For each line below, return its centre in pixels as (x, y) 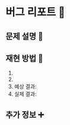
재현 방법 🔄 (25, 58)
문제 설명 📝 (25, 36)
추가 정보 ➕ (25, 115)
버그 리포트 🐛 (36, 12)
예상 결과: (25, 87)
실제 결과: (25, 94)
